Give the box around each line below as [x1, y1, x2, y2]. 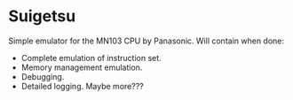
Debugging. [20, 71, 65, 81]
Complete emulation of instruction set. [20, 52, 162, 63]
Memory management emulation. [20, 62, 143, 73]
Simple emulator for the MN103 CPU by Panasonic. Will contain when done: [8, 35, 285, 46]
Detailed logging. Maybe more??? [20, 81, 144, 91]
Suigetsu [8, 6, 76, 27]
